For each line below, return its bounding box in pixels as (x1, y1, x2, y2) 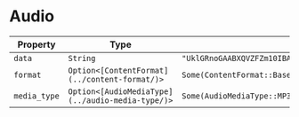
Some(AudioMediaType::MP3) (182, 90, 296, 101)
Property (17, 38, 56, 51)
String (68, 53, 96, 63)
